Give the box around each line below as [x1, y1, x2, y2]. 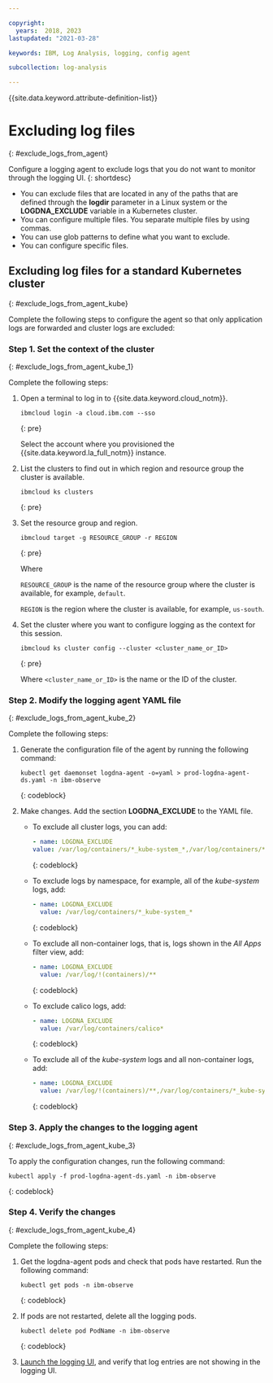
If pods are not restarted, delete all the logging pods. [19, 1311, 197, 1320]
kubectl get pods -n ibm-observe [19, 1280, 134, 1289]
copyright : [8, 19, 45, 27]
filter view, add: [32, 946, 84, 957]
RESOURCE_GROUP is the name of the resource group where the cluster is [19, 580, 256, 590]
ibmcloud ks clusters [19, 488, 93, 497]
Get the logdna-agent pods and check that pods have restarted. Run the [19, 1256, 262, 1267]
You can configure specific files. [19, 241, 128, 251]
